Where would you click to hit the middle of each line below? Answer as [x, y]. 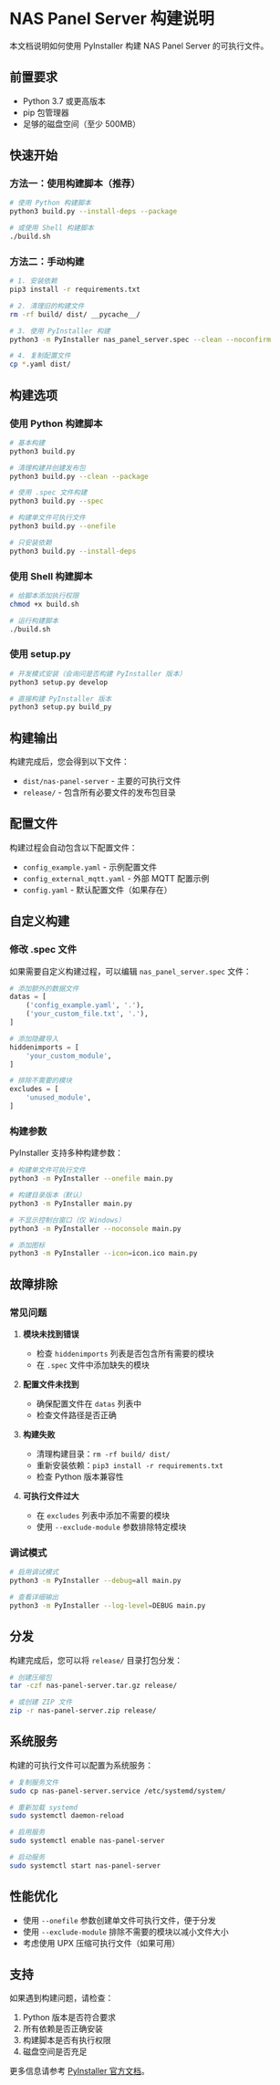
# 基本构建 [27, 443]
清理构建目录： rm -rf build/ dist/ [103, 1454]
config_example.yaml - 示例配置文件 [90, 867]
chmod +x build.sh [44, 604]
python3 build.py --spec [57, 501]
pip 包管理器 [46, 112]
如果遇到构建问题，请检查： [62, 1998]
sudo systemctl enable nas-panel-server [88, 1841]
